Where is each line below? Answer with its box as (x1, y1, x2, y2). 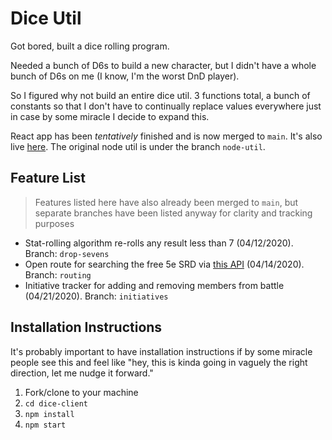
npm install (24, 409, 75, 419)
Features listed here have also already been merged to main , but (34, 196, 299, 208)
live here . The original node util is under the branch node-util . (10, 140, 266, 152)
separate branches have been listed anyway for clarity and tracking (34, 207, 313, 219)
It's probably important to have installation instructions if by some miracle (10, 345, 313, 357)
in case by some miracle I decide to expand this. (10, 110, 210, 122)
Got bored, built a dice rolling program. (10, 40, 170, 52)
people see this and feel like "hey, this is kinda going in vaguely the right (10, 356, 308, 368)
